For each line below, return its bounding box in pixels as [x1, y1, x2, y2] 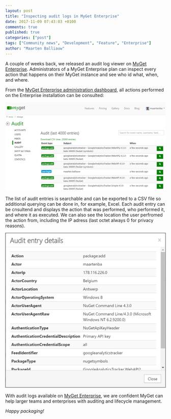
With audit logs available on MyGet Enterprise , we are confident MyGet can [5, 392, 163, 399]
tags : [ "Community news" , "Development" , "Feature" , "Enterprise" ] [5, 41, 152, 46]
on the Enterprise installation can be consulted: [5, 92, 104, 98]
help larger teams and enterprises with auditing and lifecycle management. [5, 398, 162, 404]
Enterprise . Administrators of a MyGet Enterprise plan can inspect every [5, 66, 156, 72]
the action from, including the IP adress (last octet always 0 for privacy [5, 217, 154, 223]
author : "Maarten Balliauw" [5, 46, 65, 51]
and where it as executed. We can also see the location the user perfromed [5, 212, 163, 218]
